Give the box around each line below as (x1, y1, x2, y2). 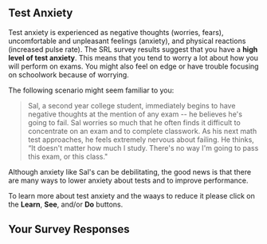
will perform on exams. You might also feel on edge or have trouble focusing (8, 61, 259, 71)
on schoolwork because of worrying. (8, 69, 129, 79)
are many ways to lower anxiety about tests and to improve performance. (8, 175, 249, 185)
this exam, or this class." (27, 152, 108, 161)
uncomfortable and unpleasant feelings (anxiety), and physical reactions (8, 36, 246, 45)
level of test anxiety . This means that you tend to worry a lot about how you (8, 53, 259, 62)
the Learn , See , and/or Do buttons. (8, 199, 124, 209)
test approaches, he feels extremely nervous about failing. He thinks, (27, 135, 255, 144)
